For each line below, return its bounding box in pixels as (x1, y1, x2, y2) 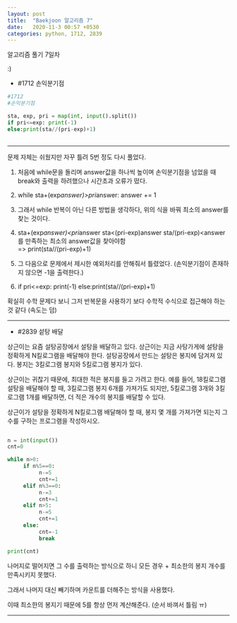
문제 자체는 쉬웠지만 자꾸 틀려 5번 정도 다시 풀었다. (7, 153, 147, 161)
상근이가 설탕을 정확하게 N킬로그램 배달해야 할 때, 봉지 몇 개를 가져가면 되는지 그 (7, 407, 228, 416)
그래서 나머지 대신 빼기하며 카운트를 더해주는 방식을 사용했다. (7, 585, 175, 594)
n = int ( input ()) (7, 436, 59, 444)
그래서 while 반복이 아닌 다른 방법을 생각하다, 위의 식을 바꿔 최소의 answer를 (17, 205, 229, 214)
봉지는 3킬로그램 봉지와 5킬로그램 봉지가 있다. (16, 360, 143, 368)
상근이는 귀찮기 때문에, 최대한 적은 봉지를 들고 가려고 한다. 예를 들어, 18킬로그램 (7, 375, 226, 383)
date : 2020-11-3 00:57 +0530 (7, 23, 99, 30)
